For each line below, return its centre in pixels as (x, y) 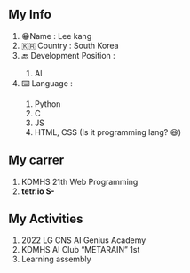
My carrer (36, 161)
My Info (30, 15)
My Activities (46, 219)
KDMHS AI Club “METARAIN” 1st (80, 250)
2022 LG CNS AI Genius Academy (83, 240)
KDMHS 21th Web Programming (79, 181)
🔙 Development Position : (68, 55)
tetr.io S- (38, 191)
